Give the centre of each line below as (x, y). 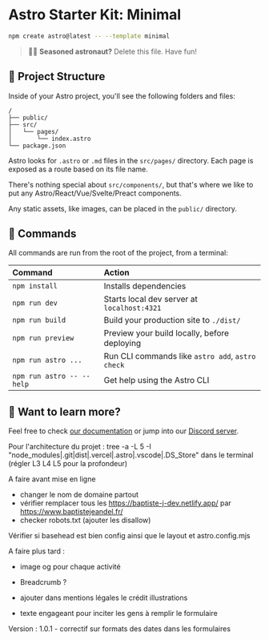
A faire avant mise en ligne (52, 479)
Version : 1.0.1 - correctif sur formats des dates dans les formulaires (119, 629)
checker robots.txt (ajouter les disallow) (85, 520)
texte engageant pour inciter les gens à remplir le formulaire (118, 614)
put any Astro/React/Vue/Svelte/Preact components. (95, 193)
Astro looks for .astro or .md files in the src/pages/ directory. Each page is (131, 160)
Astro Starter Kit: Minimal (95, 15)
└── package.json (37, 146)
